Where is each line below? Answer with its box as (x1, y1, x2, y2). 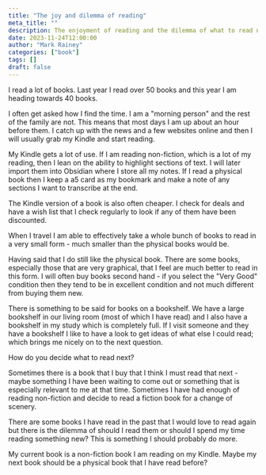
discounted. (8, 215, 47, 224)
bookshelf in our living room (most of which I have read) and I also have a (8, 312, 248, 321)
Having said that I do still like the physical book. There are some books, (8, 255, 241, 264)
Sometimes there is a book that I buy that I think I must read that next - (8, 368, 238, 377)
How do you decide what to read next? (8, 352, 135, 362)
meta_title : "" (8, 19, 59, 27)
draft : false (8, 63, 51, 71)
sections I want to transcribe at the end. (8, 183, 139, 193)
